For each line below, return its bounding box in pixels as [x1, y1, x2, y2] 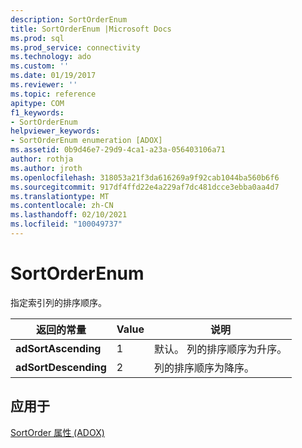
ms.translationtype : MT [10, 191, 110, 201]
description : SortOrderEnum [10, 14, 128, 25]
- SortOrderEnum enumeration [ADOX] [10, 136, 163, 146]
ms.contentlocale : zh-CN [10, 201, 114, 211]
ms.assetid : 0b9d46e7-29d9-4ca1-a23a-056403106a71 [10, 145, 226, 155]
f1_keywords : [10, 107, 65, 118]
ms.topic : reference [10, 89, 97, 99]
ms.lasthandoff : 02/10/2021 [10, 210, 128, 220]
